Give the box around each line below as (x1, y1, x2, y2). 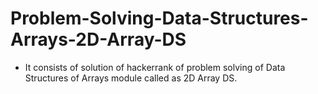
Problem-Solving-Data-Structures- (10, 7, 309, 30)
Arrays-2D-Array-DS (10, 28, 187, 51)
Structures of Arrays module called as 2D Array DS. (24, 72, 238, 84)
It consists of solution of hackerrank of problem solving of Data (24, 61, 286, 73)
